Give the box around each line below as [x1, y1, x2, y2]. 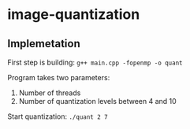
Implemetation [7, 37, 80, 50]
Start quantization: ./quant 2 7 [7, 112, 108, 121]
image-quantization [7, 6, 140, 24]
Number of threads [18, 88, 81, 98]
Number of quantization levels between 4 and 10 [18, 97, 177, 105]
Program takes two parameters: [7, 73, 110, 82]
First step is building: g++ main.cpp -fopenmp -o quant [7, 57, 183, 67]
